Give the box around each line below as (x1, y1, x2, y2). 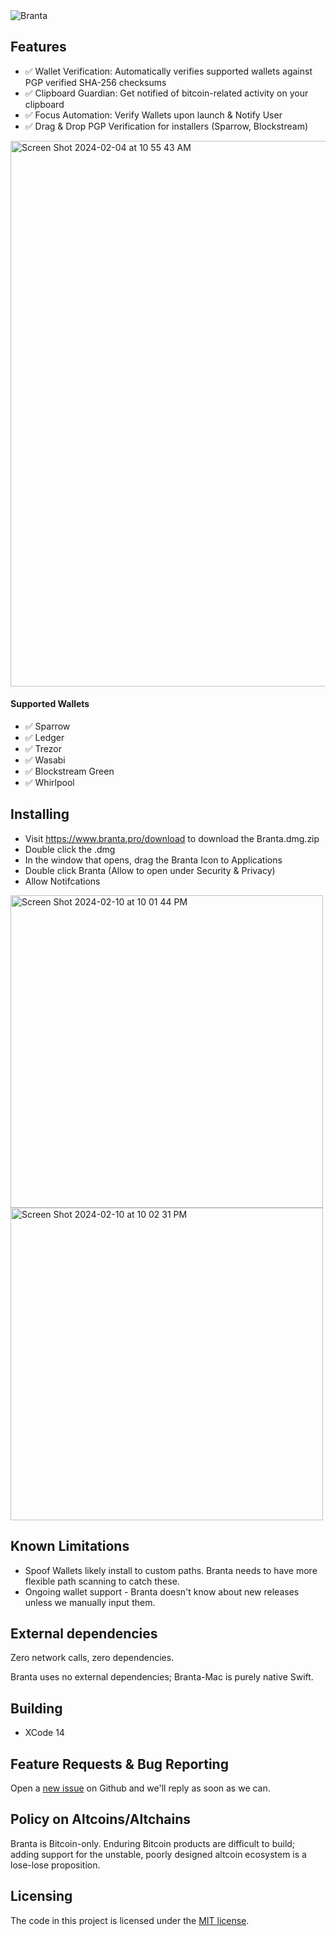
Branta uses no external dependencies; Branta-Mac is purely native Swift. (10, 1671, 314, 1683)
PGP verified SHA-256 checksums (24, 76, 167, 88)
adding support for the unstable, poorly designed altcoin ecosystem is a (10, 1848, 307, 1860)
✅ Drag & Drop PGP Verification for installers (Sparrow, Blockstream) (24, 120, 309, 132)
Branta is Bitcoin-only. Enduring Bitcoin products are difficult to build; (10, 1837, 296, 1849)
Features (10, 39, 67, 56)
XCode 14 (24, 1727, 65, 1739)
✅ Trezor (24, 743, 63, 755)
